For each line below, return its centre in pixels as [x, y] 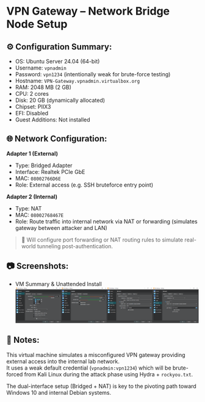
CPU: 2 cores [32, 94]
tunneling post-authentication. [75, 246]
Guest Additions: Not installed [52, 120]
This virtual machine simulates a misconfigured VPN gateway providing [96, 354]
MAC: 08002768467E [39, 215]
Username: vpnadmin [41, 68]
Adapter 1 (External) [32, 153]
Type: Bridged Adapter [44, 165]
